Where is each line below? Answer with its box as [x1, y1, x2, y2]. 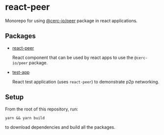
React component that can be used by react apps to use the [12, 54, 134, 60]
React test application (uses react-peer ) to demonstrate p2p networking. [12, 79, 160, 84]
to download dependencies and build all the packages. [5, 124, 116, 130]
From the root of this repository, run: [5, 106, 78, 112]
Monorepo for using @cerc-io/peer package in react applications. [5, 18, 138, 24]
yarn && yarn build [5, 115, 45, 120]
